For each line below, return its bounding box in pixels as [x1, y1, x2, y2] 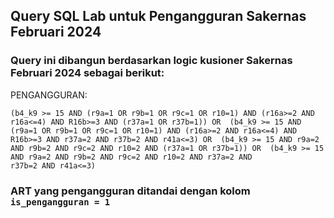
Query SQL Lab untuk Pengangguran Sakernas [10, 8, 307, 25]
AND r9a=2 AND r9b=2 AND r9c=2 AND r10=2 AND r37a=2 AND [10, 152, 253, 162]
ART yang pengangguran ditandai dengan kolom [10, 184, 251, 198]
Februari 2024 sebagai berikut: [10, 66, 165, 80]
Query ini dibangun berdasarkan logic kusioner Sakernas [10, 54, 293, 68]
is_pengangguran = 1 [10, 196, 111, 208]
